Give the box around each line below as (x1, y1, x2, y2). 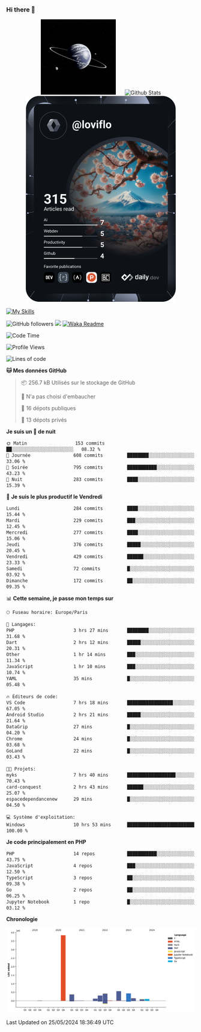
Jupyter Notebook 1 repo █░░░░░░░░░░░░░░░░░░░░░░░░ (6, 899, 195, 905)
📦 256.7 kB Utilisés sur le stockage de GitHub (20, 379, 136, 386)
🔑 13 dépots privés (20, 416, 67, 424)
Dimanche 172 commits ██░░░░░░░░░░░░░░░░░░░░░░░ (6, 578, 195, 584)
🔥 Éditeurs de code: (6, 694, 58, 700)
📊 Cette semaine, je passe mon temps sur (6, 595, 114, 602)
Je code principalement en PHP (6, 839, 86, 846)
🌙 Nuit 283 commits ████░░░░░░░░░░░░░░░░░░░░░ (6, 477, 195, 483)
